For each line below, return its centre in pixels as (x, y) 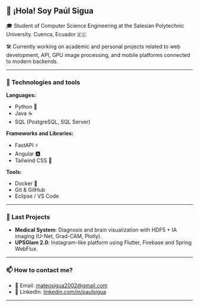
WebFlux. (26, 249)
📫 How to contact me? (39, 270)
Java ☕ (23, 113)
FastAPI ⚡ (26, 145)
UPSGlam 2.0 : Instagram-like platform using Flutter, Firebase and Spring (103, 243)
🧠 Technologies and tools (43, 82)
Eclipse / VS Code (37, 196)
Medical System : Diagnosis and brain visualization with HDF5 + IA (96, 230)
